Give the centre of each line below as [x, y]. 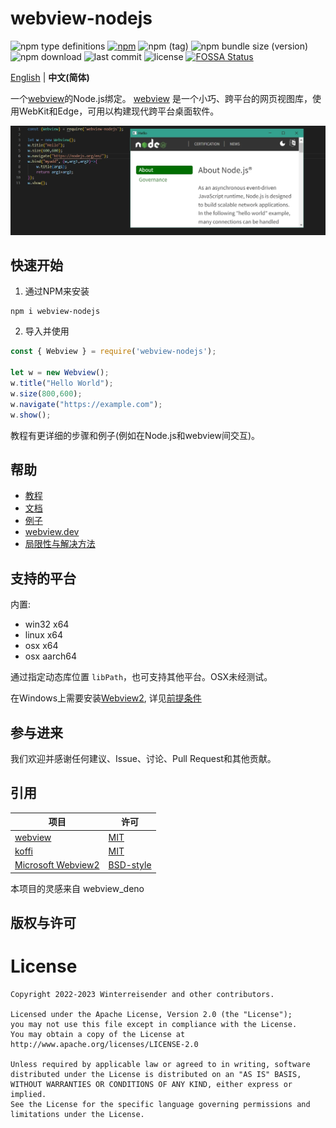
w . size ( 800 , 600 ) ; [46, 393]
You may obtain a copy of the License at [98, 1034]
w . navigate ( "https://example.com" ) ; [86, 404]
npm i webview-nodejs [55, 312]
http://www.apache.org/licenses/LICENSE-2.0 [104, 1044]
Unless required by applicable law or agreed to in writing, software [160, 1064]
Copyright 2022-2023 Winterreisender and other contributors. [142, 994]
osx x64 [41, 646]
